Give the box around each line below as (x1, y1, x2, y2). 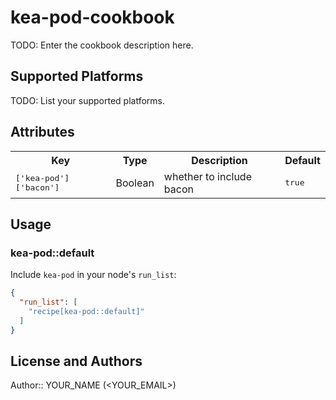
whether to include (163, 169, 252, 183)
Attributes (10, 124, 75, 141)
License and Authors (10, 353, 143, 370)
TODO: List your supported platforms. (10, 94, 166, 106)
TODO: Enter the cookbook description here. (10, 39, 194, 51)
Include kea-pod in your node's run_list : (10, 269, 177, 281)
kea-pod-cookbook (10, 6, 175, 29)
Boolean (115, 176, 155, 190)
